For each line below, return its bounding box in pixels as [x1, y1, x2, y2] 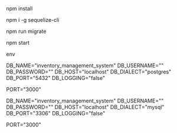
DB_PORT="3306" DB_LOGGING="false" [6, 110, 106, 117]
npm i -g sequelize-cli [6, 16, 60, 23]
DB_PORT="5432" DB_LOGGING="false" [6, 75, 105, 81]
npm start [6, 39, 30, 46]
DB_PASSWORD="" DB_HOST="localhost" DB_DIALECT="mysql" [6, 104, 165, 111]
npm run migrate [6, 28, 47, 35]
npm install [6, 5, 33, 12]
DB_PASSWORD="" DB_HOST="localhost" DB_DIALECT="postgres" [6, 68, 172, 75]
